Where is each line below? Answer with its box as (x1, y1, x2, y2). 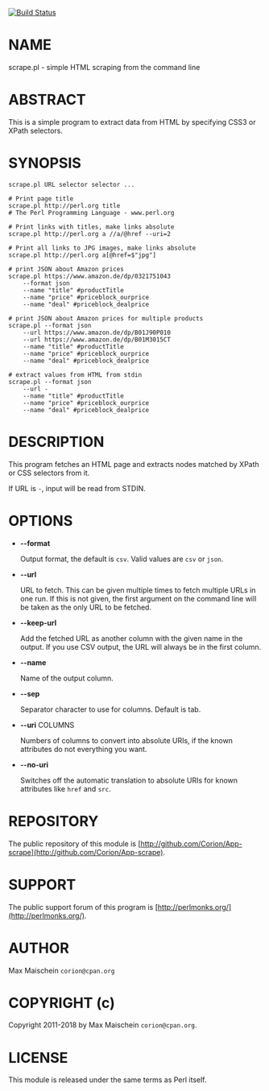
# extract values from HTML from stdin (8, 370, 143, 378)
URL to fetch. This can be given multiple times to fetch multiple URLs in (19, 585, 256, 595)
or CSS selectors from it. (8, 468, 90, 477)
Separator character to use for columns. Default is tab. (19, 705, 201, 714)
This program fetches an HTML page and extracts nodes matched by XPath (8, 459, 259, 469)
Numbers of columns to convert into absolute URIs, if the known (19, 735, 234, 745)
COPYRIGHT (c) (8, 994, 115, 1012)
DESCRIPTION (8, 433, 105, 451)
